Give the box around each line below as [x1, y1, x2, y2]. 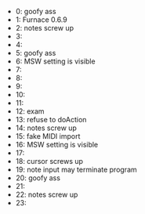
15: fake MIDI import [15, 132, 81, 140]
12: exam [15, 107, 45, 116]
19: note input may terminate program [15, 165, 137, 174]
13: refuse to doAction [15, 115, 87, 124]
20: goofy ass [15, 173, 61, 183]
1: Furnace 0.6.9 [15, 15, 68, 24]
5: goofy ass [15, 49, 56, 57]
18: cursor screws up [15, 157, 84, 165]
